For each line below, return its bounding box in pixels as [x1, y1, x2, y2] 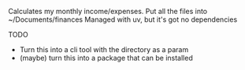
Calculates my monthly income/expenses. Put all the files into [8, 7, 208, 16]
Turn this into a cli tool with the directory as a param [19, 45, 189, 54]
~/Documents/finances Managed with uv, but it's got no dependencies [8, 15, 238, 24]
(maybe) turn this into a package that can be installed [19, 54, 193, 62]
